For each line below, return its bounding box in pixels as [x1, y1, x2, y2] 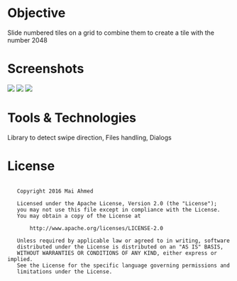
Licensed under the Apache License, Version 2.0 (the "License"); [16, 200, 218, 207]
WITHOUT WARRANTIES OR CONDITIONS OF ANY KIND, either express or [16, 249, 218, 256]
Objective [7, 5, 66, 21]
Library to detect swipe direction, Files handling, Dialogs [7, 133, 172, 142]
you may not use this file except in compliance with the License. [16, 206, 221, 213]
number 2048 [7, 35, 48, 44]
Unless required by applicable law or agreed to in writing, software [16, 237, 231, 244]
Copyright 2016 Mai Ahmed [16, 188, 94, 195]
